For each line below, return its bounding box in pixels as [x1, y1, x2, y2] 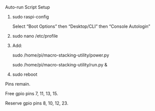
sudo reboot [12, 71, 38, 77]
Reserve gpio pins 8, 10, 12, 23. [5, 100, 68, 106]
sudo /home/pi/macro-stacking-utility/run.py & [12, 62, 107, 67]
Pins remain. [5, 81, 31, 87]
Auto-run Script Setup [5, 4, 51, 10]
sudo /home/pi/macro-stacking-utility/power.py [12, 52, 109, 58]
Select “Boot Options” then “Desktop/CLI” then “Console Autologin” [12, 23, 151, 29]
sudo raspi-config [12, 14, 50, 19]
